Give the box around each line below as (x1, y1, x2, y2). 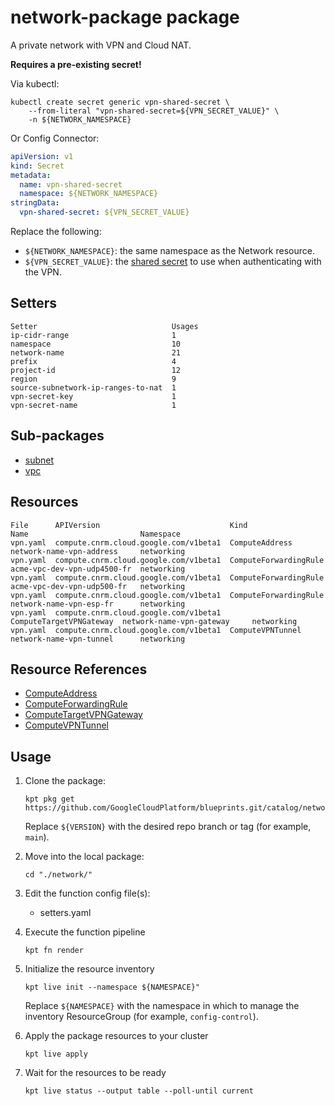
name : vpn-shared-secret (19, 179, 123, 190)
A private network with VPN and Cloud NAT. (10, 39, 192, 51)
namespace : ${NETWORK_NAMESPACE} (19, 189, 159, 199)
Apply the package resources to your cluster (24, 1030, 209, 1042)
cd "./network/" (24, 870, 93, 880)
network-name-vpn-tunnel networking (10, 634, 186, 644)
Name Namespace (10, 529, 182, 539)
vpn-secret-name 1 (10, 400, 177, 410)
